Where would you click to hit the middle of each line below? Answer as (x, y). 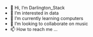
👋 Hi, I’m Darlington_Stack (37, 8)
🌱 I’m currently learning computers (46, 18)
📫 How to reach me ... (34, 29)
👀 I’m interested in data (34, 13)
